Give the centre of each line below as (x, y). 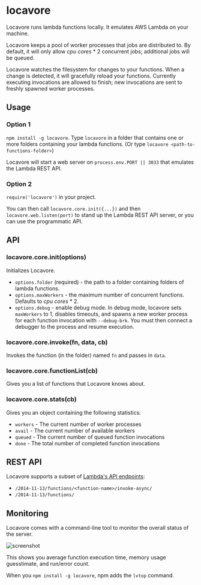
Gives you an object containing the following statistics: (73, 412)
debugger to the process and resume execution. (74, 326)
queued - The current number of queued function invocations (90, 437)
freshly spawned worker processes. (51, 88)
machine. (18, 33)
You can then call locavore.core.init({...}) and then (73, 208)
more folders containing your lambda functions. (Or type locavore (88, 144)
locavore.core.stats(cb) (41, 400)
